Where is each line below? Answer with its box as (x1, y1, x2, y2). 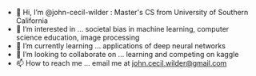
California (15, 16, 48, 25)
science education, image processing (15, 32, 140, 42)
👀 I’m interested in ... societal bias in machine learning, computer (15, 25, 230, 33)
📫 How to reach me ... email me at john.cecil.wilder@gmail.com (15, 59, 227, 67)
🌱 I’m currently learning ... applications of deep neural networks (15, 41, 226, 51)
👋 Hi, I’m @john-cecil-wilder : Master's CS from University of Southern (15, 8, 249, 17)
